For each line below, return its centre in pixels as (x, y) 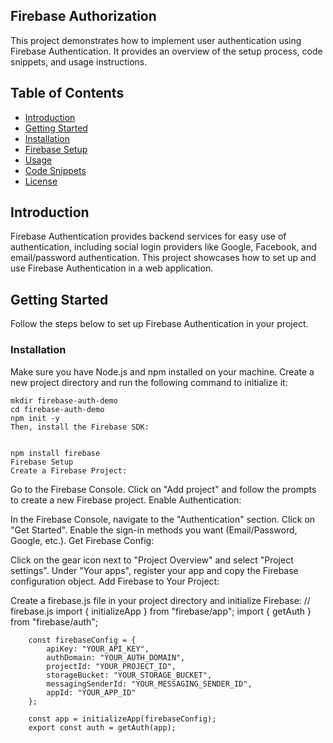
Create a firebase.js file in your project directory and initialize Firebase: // (160, 600)
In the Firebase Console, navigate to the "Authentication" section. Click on (163, 519)
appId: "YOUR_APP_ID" (91, 692)
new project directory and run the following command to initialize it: (149, 382)
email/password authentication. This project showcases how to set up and (163, 258)
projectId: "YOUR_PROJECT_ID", (111, 666)
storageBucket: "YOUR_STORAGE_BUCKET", (129, 675)
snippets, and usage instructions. (79, 61)
